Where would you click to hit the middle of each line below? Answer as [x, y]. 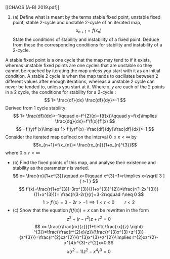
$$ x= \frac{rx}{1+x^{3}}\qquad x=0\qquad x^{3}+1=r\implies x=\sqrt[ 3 [87, 176]
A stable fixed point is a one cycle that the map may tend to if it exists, [78, 60]
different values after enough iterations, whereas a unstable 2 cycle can [80, 81]
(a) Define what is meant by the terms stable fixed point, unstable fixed [87, 17]
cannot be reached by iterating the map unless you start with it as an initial [83, 71]
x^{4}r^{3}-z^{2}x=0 [86, 243]
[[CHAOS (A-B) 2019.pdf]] [32, 7]
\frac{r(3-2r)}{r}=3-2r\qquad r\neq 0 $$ [102, 194]
